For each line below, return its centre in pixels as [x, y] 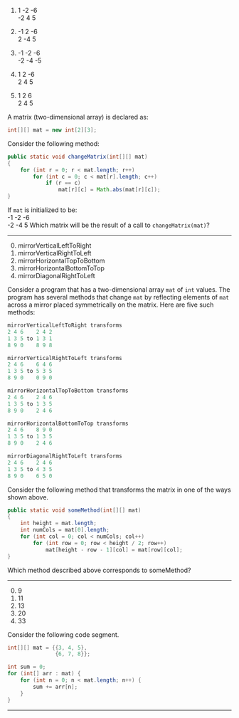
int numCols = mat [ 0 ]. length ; [65, 530]
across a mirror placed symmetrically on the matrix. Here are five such [111, 305]
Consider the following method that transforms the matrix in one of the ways [119, 490]
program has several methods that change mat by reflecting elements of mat [118, 297]
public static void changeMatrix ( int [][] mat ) [78, 157]
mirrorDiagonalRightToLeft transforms [65, 456]
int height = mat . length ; [59, 523]
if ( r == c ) [63, 183]
